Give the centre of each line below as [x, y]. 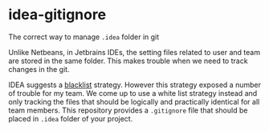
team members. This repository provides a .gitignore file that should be [128, 110]
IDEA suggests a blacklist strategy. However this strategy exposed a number [134, 85]
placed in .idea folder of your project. [71, 118]
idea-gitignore [57, 15]
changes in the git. [39, 69]
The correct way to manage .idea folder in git [84, 37]
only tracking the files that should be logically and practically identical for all [134, 101]
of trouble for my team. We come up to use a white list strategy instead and [133, 93]
